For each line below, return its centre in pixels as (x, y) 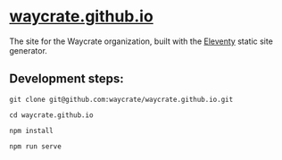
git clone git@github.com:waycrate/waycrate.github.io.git (121, 99)
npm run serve (36, 146)
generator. (28, 50)
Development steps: (67, 79)
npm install (31, 131)
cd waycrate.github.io (51, 115)
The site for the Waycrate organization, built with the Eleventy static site (141, 41)
